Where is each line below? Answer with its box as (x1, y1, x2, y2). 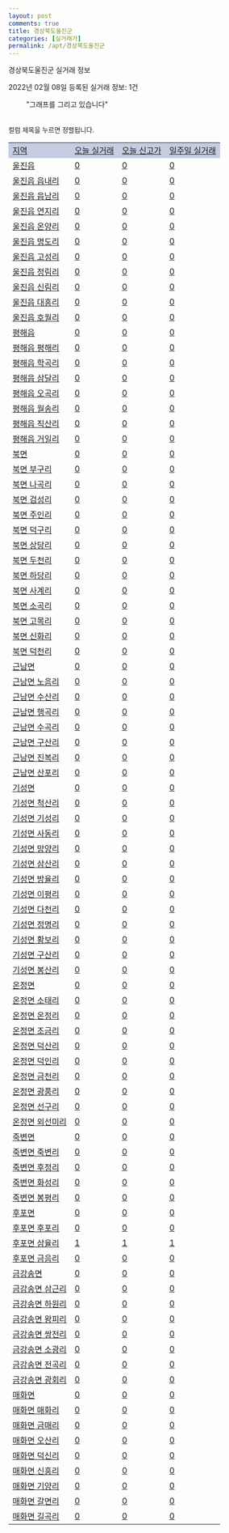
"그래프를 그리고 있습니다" (26, 100, 109, 109)
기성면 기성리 (12, 813, 60, 824)
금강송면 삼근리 (12, 1284, 67, 1295)
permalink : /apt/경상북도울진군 (8, 42, 106, 50)
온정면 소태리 (12, 995, 60, 1006)
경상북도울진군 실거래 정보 (8, 66, 91, 75)
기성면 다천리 (12, 904, 60, 915)
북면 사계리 (12, 585, 52, 597)
